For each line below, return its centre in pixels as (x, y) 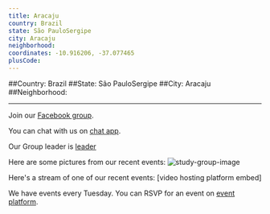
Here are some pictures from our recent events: (87, 162)
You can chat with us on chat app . (65, 130)
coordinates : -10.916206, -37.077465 (72, 53)
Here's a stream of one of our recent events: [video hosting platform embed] (135, 177)
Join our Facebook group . (51, 115)
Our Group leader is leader (52, 146)
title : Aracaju (34, 16)
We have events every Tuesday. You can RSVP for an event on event (122, 193)
